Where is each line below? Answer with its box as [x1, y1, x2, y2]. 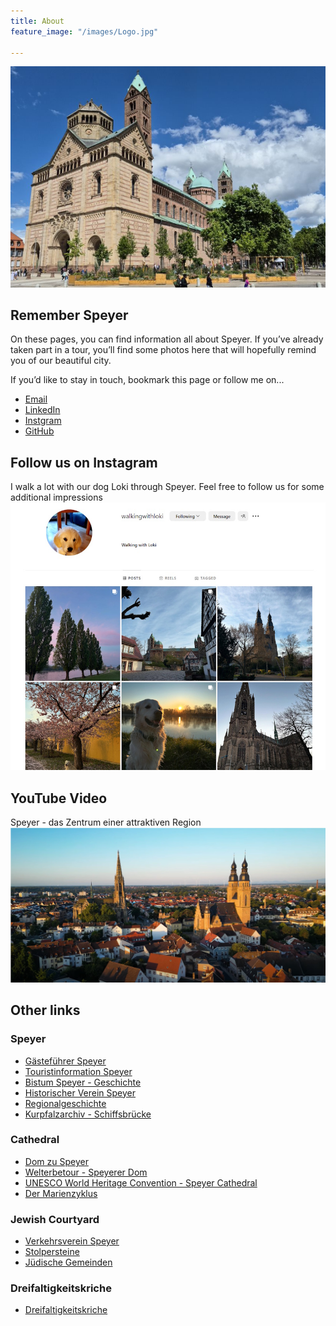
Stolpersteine [24, 1246, 80, 1258]
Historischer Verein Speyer [24, 1086, 137, 1099]
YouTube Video [10, 790, 108, 807]
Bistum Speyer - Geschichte [24, 1076, 142, 1088]
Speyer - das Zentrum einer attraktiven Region [10, 816, 202, 829]
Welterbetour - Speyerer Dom [24, 1166, 148, 1178]
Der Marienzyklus [24, 1187, 98, 1199]
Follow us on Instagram [10, 454, 158, 471]
